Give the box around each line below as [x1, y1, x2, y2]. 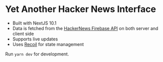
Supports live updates [12, 36, 58, 42]
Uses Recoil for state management [12, 41, 84, 47]
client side [12, 30, 34, 36]
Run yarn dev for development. [5, 51, 69, 57]
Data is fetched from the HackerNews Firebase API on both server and [12, 25, 158, 31]
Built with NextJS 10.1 [12, 20, 57, 26]
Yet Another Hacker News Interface [5, 3, 156, 15]
